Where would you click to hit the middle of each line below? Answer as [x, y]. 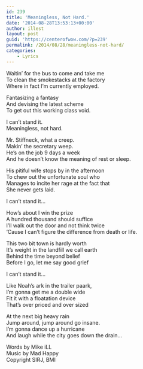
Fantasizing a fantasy [32, 97]
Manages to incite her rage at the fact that [58, 183]
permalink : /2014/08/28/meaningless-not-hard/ [65, 45]
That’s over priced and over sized [47, 304]
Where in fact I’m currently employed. [53, 86]
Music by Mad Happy [32, 353]
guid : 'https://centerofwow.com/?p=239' [57, 39]
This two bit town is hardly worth [46, 243]
